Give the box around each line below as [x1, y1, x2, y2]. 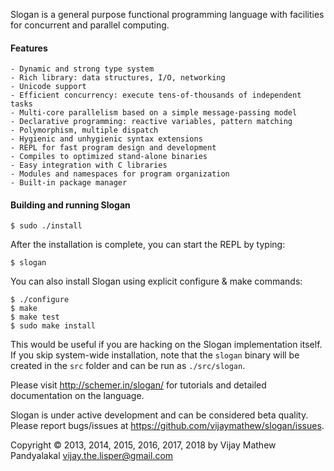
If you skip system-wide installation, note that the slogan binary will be [10, 349, 300, 361]
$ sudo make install [10, 321, 97, 331]
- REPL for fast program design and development [10, 143, 217, 153]
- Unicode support [10, 82, 87, 92]
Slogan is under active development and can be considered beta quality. [10, 409, 309, 421]
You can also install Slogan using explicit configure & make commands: [10, 275, 303, 288]
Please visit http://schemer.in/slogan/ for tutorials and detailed [10, 379, 267, 391]
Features [10, 42, 48, 54]
